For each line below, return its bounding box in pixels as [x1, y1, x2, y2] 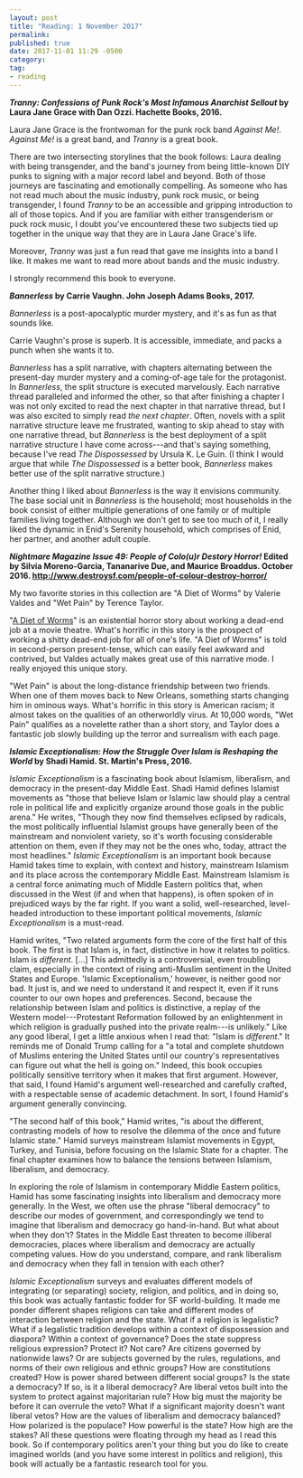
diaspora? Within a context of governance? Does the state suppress [9, 1333, 262, 1344]
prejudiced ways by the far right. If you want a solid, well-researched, [9, 897, 268, 909]
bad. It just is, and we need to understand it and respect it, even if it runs [9, 982, 279, 993]
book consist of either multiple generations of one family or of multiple [9, 504, 271, 516]
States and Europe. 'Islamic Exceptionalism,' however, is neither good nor [9, 973, 281, 984]
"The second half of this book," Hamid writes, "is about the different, [9, 1115, 264, 1126]
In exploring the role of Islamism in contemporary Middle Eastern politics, [9, 1181, 281, 1192]
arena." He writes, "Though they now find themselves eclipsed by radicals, [9, 811, 287, 822]
